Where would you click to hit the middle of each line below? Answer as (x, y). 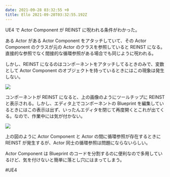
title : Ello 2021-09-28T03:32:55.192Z (46, 15)
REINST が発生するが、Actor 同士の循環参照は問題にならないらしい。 (78, 143)
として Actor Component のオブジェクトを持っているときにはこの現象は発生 (85, 70)
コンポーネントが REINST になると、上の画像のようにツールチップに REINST (85, 97)
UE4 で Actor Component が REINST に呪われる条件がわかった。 (73, 30)
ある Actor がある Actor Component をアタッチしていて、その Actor (76, 41)
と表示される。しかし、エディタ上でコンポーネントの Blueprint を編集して (82, 103)
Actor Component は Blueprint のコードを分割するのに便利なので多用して (82, 153)
